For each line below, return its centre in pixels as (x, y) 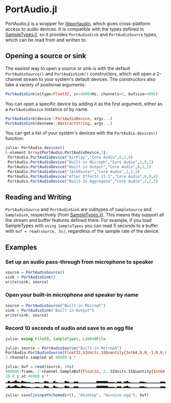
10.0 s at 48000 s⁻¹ (27, 376)
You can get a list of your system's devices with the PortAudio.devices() (81, 133)
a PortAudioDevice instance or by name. (47, 109)
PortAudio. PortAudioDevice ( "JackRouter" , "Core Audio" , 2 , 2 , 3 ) (74, 172)
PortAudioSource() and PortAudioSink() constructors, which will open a (80, 74)
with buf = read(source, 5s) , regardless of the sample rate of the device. (82, 231)
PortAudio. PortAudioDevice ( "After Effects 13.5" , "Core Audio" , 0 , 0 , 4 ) (83, 176)
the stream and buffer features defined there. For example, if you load (78, 220)
